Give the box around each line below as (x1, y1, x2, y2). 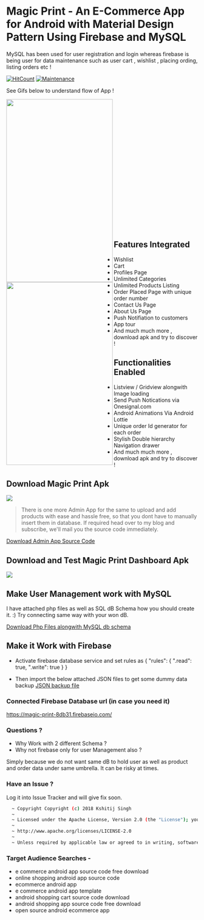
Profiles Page (114, 268, 148, 276)
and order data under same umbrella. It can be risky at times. (6, 765, 159, 772)
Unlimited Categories (114, 275, 167, 282)
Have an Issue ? (6, 780, 54, 788)
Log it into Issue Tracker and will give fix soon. (6, 794, 123, 801)
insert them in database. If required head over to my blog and (21, 519, 175, 527)
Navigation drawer (114, 441, 160, 449)
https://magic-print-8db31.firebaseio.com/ (6, 711, 112, 718)
